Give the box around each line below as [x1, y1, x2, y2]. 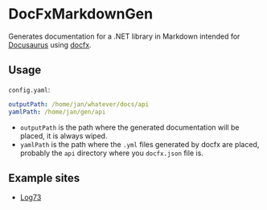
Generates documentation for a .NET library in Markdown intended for [8, 31, 240, 41]
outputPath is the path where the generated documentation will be [19, 122, 240, 132]
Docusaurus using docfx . [8, 39, 92, 49]
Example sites [8, 171, 80, 185]
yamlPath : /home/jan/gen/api [8, 108, 106, 116]
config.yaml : [8, 84, 51, 94]
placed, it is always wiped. [19, 130, 108, 141]
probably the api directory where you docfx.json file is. [19, 148, 203, 158]
